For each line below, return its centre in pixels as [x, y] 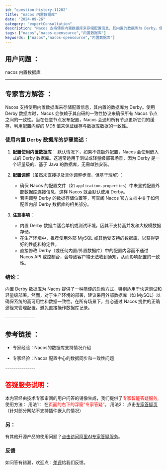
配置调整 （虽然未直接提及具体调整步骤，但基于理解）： [68, 175]
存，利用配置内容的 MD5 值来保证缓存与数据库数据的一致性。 [68, 126]
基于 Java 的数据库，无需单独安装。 [75, 164]
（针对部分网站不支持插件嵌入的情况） [44, 411]
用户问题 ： [22, 59]
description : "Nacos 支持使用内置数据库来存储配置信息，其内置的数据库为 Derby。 [82, 28]
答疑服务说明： [28, 385]
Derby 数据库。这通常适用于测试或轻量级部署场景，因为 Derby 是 [89, 158]
